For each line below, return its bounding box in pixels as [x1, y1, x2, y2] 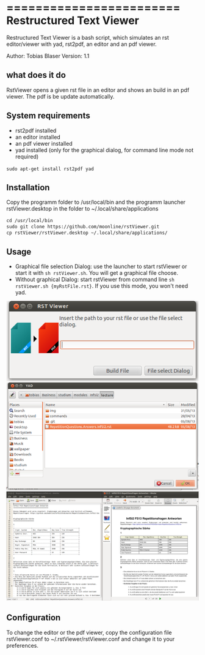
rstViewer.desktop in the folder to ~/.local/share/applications [6, 205, 159, 212]
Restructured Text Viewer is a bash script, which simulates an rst [6, 34, 169, 41]
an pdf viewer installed [15, 140, 73, 147]
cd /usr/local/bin [6, 218, 53, 224]
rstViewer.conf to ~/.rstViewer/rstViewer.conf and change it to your [6, 635, 175, 643]
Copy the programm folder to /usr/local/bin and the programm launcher [6, 198, 186, 206]
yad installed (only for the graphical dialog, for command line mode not [15, 146, 194, 154]
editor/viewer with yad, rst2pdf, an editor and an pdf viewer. [6, 40, 157, 48]
